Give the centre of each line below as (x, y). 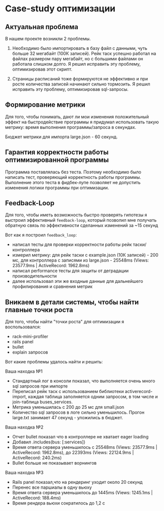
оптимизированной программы (57, 160)
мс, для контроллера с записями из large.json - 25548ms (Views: (81, 260)
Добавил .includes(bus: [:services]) (49, 442)
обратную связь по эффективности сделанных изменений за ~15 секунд (82, 226)
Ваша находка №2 (24, 427)
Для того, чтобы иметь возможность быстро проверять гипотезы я (76, 215)
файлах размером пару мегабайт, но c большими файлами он (78, 59)
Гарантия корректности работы (57, 152)
